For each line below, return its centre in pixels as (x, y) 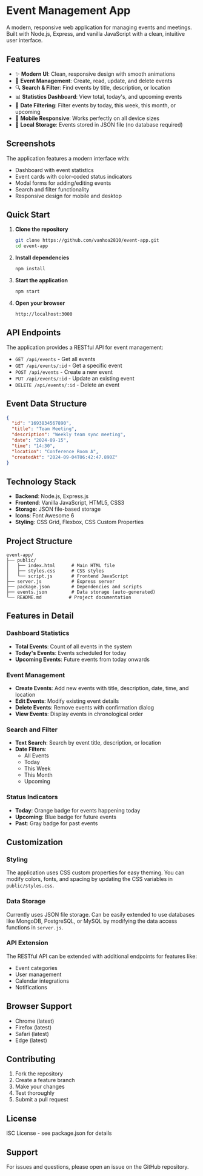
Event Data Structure (47, 404)
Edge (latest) (31, 1040)
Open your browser (40, 303)
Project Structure (39, 541)
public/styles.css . (30, 886)
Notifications (31, 987)
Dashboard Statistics (38, 633)
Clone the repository (42, 229)
